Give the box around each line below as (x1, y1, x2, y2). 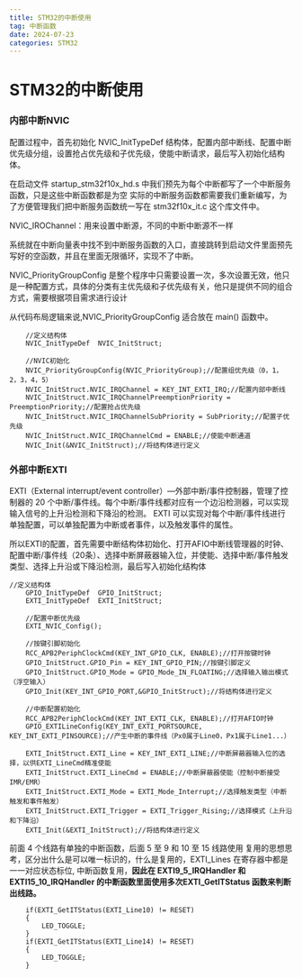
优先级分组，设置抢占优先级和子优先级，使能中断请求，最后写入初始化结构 (9, 148, 285, 159)
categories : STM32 (9, 38, 78, 48)
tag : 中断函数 (9, 22, 57, 31)
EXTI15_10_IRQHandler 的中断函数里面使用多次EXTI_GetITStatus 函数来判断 (9, 876, 292, 888)
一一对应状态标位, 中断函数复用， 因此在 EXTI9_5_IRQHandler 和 (9, 865, 246, 876)
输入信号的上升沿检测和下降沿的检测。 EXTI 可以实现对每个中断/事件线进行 (9, 508, 286, 519)
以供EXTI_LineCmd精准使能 (22, 759, 112, 768)
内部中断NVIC (9, 114, 70, 127)
